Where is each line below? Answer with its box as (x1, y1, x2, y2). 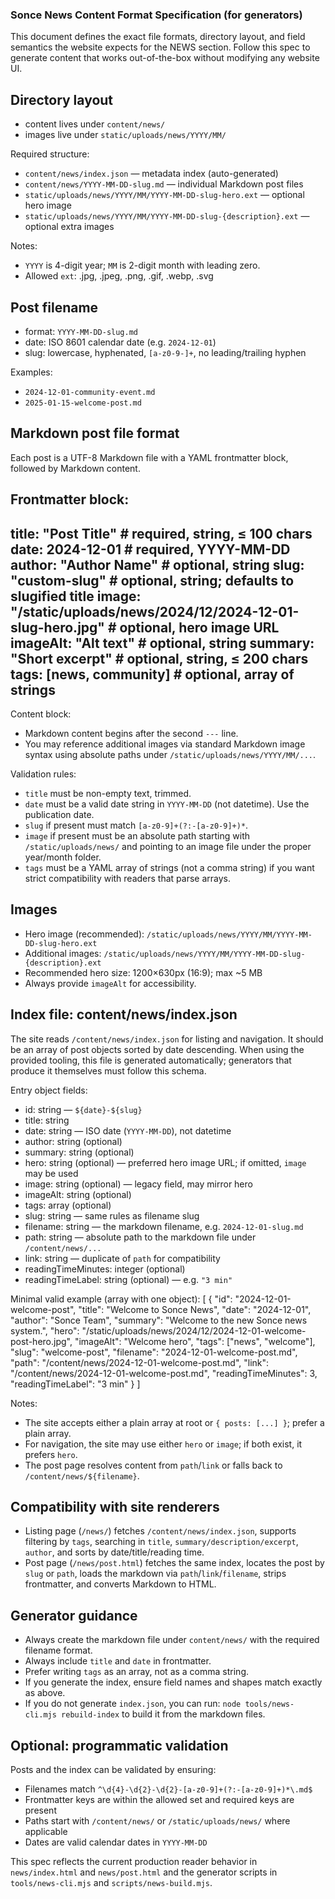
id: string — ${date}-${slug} (24, 1103, 143, 1115)
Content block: (10, 708, 72, 720)
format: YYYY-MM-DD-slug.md (24, 325, 138, 337)
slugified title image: (10, 588, 142, 605)
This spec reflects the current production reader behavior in (10, 1856, 258, 1867)
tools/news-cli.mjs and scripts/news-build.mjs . (10, 1877, 213, 1888)
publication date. (24, 808, 95, 820)
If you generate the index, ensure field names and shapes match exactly (24, 1676, 323, 1688)
